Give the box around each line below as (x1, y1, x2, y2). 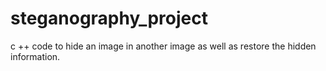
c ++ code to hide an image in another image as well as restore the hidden (10, 40, 317, 52)
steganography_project (10, 7, 208, 30)
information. (10, 50, 61, 62)
